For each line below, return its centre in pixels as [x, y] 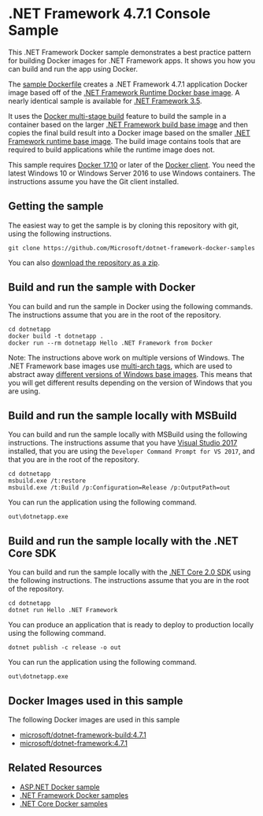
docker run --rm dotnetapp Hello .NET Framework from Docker [111, 343]
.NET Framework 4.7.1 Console [109, 14]
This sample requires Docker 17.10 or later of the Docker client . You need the [132, 164]
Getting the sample [56, 207]
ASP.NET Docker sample [59, 787]
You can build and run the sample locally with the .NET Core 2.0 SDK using [130, 572]
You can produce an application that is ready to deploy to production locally [131, 625]
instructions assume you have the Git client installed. [94, 181]
